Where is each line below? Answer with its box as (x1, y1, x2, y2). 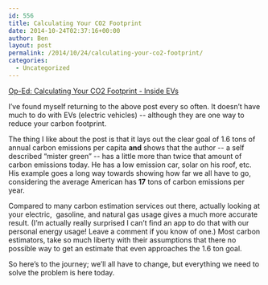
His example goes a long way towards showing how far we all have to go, (8, 168, 252, 177)
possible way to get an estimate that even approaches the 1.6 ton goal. (8, 243, 243, 253)
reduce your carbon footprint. (8, 118, 107, 128)
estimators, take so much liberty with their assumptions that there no (8, 234, 237, 245)
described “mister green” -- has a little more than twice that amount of (8, 151, 242, 161)
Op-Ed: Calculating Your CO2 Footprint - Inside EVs (8, 86, 179, 96)
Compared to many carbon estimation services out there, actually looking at (8, 201, 260, 210)
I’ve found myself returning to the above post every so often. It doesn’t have (8, 101, 261, 111)
